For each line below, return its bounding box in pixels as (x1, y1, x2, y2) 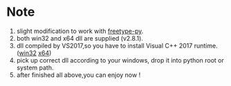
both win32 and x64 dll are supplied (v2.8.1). (16, 34, 143, 42)
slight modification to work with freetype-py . (16, 27, 144, 35)
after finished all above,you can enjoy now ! (16, 70, 141, 79)
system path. (16, 63, 54, 72)
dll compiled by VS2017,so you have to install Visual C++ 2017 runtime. (16, 41, 219, 50)
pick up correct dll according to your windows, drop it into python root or (16, 56, 224, 64)
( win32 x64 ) (16, 49, 52, 57)
